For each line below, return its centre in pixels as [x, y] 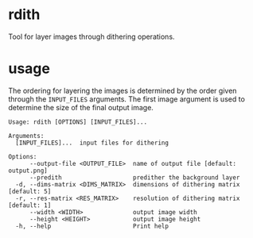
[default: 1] [30, 205]
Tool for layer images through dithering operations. [91, 36]
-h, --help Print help [92, 226]
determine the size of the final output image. [81, 107]
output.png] [28, 171]
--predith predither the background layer [134, 177]
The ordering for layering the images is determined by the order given [123, 90]
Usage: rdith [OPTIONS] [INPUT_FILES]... [78, 122]
